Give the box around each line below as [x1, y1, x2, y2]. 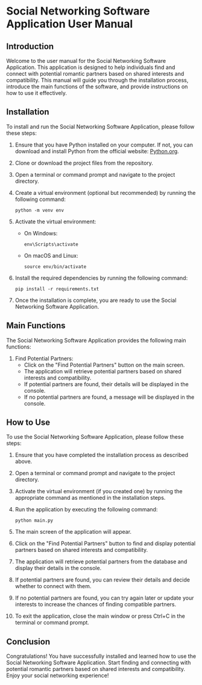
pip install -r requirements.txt [14, 286, 99, 292]
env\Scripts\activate [24, 241, 78, 247]
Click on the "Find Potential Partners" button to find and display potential [14, 540, 196, 547]
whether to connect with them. [14, 583, 92, 590]
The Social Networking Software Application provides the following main [6, 336, 186, 344]
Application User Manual [6, 17, 133, 31]
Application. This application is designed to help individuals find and [6, 64, 175, 71]
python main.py [14, 517, 54, 524]
